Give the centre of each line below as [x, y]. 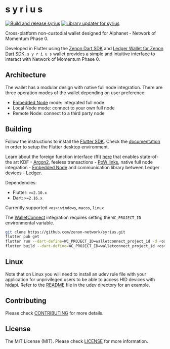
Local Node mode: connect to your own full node [63, 108]
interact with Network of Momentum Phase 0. [53, 59]
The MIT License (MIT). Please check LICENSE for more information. [77, 341]
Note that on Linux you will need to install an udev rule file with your [76, 274]
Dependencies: [21, 182]
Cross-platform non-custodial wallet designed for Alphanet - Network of [80, 33]
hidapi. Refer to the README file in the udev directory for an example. [78, 285]
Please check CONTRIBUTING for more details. [54, 313]
